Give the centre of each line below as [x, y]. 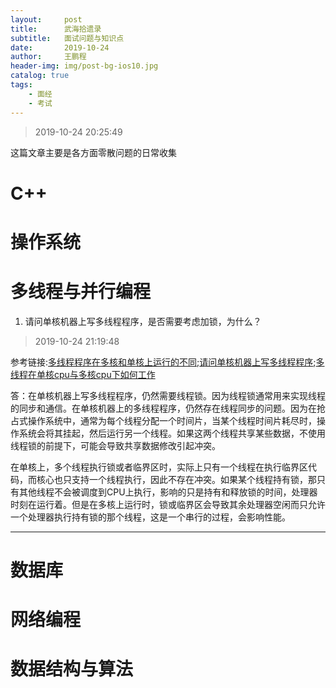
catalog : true [40, 76]
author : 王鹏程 [48, 57]
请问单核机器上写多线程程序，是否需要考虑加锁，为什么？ [143, 321]
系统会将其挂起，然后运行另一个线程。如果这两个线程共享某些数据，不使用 [172, 433]
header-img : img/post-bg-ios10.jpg [84, 66]
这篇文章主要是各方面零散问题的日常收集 [93, 152]
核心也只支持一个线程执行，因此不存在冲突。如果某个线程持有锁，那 [176, 479]
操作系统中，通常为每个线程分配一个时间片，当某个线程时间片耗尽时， [172, 420]
